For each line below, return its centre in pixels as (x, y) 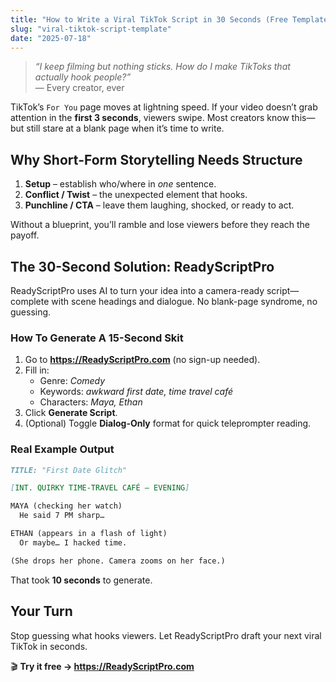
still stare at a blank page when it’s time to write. (125, 128)
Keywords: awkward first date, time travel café (136, 392)
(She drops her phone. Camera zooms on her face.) (118, 561)
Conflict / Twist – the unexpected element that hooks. (136, 195)
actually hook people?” (83, 77)
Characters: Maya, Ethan (91, 402)
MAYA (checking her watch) (66, 506)
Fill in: (37, 370)
